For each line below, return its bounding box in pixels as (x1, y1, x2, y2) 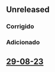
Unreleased (6, 5, 50, 15)
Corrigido (6, 22, 34, 31)
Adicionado (6, 38, 40, 47)
